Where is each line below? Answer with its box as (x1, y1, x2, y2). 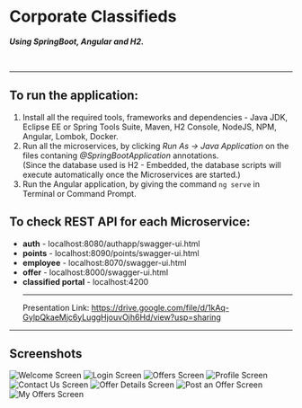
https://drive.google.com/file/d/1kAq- (91, 302, 229, 313)
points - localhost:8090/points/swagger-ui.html (22, 247, 200, 258)
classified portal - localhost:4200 (22, 276, 149, 287)
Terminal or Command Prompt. (22, 188, 137, 199)
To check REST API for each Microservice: (9, 214, 251, 230)
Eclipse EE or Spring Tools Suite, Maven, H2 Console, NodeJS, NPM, (22, 121, 277, 132)
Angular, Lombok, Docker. (22, 130, 119, 141)
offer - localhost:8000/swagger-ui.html (22, 267, 169, 278)
